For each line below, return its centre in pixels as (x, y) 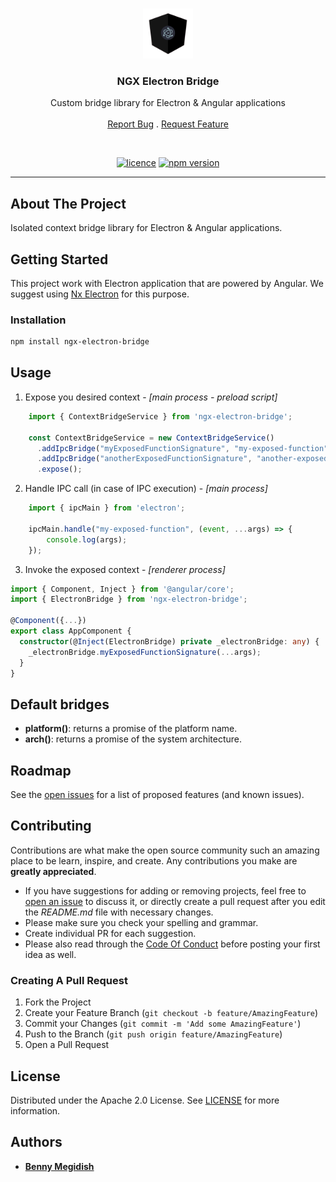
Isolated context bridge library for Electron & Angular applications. (146, 228)
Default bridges (60, 704)
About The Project (68, 203)
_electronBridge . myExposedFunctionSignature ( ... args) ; (145, 652)
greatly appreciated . (53, 871)
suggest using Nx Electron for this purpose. (100, 294)
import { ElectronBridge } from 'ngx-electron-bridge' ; (129, 599)
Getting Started (59, 259)
